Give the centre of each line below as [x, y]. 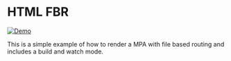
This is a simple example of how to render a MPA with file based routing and [116, 44]
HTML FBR [38, 12]
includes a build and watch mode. [55, 51]
